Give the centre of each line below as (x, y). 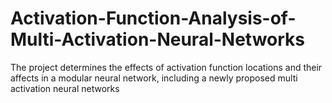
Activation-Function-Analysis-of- (153, 18)
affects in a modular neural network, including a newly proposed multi (154, 78)
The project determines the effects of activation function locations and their (166, 67)
